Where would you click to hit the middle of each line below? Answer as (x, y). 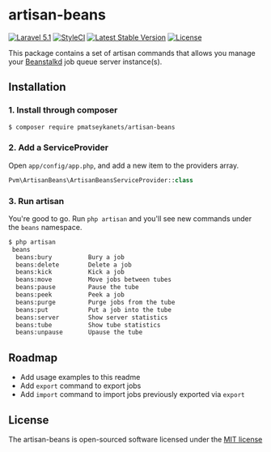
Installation (37, 87)
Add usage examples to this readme (80, 377)
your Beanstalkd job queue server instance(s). (85, 62)
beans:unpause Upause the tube (79, 333)
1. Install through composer (63, 110)
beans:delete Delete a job (74, 265)
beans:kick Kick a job (70, 272)
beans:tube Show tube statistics (88, 325)
